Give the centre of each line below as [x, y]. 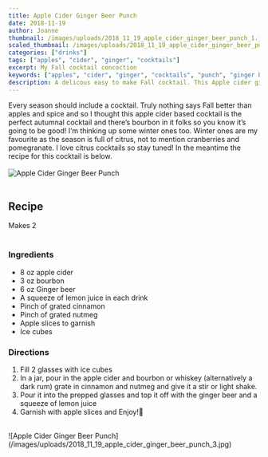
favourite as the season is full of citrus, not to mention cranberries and [124, 139]
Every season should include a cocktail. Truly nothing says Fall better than [130, 105]
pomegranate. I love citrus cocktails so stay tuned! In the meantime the [125, 148]
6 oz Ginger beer [47, 289]
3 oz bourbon [42, 281]
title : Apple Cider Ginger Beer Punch [73, 16]
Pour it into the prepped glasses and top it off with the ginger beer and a [138, 395]
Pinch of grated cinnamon [62, 306]
